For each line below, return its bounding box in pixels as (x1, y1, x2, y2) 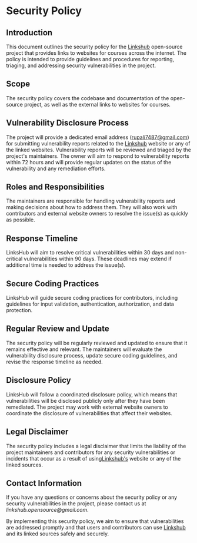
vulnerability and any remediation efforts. (6, 165, 106, 172)
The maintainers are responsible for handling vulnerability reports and (6, 197, 175, 204)
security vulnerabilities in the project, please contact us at (6, 500, 146, 507)
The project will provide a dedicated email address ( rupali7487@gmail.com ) (6, 134, 189, 141)
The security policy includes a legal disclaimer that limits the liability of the (6, 442, 186, 449)
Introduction (6, 28, 53, 38)
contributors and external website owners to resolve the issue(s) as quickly (6, 210, 188, 217)
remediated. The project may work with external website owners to (6, 403, 169, 410)
